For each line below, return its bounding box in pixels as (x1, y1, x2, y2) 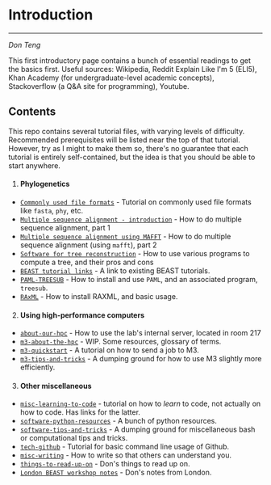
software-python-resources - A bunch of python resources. (19, 416, 218, 426)
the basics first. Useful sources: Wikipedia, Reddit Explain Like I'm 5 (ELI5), (8, 64, 257, 74)
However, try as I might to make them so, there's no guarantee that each (8, 143, 248, 153)
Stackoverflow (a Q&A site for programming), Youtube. (8, 81, 190, 91)
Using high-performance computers (19, 310, 145, 320)
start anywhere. (8, 160, 60, 171)
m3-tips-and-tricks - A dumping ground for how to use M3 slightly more (19, 354, 262, 364)
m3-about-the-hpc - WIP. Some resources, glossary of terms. (19, 337, 222, 347)
